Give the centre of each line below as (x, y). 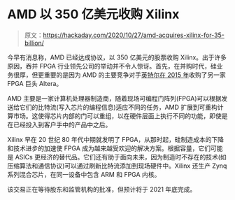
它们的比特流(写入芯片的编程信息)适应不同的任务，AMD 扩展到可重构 (119, 107)
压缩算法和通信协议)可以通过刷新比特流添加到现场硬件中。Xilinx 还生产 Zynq (117, 166)
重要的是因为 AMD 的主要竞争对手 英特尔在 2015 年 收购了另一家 (135, 75)
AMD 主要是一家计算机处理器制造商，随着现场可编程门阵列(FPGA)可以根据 (114, 98)
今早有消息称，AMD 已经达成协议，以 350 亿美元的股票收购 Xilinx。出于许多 (117, 57)
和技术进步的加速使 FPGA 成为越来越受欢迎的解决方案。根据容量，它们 (109, 148)
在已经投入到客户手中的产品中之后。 (59, 124)
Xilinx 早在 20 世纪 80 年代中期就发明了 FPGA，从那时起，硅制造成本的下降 (116, 139)
